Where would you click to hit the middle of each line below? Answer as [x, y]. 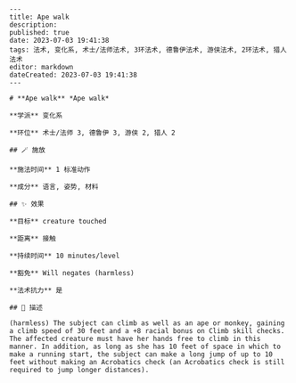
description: [33, 25]
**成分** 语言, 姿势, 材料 [54, 187]
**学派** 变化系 [36, 116]
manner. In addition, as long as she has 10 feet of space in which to [145, 346]
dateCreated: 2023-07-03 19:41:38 [74, 75]
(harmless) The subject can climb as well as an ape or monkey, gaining [147, 323]
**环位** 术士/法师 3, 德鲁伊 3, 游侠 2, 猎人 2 [92, 133]
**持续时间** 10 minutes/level [65, 256]
